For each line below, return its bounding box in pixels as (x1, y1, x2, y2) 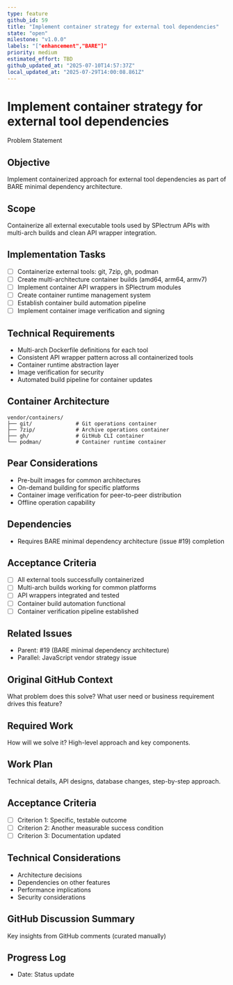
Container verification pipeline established (17, 607, 139, 616)
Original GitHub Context (7, 673, 113, 685)
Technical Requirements (7, 327, 115, 339)
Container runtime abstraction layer (17, 360, 120, 369)
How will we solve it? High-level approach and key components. (7, 738, 191, 747)
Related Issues (7, 628, 72, 640)
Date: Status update (17, 970, 74, 979)
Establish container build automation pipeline (17, 299, 146, 307)
